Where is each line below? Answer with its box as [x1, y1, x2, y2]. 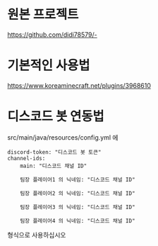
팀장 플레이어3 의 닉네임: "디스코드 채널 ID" [20, 203, 135, 211]
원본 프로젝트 [7, 6, 79, 23]
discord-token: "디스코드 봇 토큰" [7, 148, 102, 156]
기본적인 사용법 [7, 57, 90, 74]
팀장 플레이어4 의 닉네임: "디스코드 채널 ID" [20, 217, 135, 224]
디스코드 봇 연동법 [7, 108, 104, 125]
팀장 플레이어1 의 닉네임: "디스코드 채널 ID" [20, 176, 135, 183]
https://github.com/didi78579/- [7, 30, 97, 39]
